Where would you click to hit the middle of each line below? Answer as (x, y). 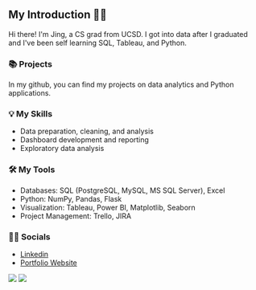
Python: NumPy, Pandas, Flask (71, 198)
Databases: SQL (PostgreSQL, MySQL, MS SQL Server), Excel (122, 190)
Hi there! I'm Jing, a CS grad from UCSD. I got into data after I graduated (128, 34)
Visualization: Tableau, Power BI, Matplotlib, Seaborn (107, 207)
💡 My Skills (31, 114)
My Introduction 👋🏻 (58, 15)
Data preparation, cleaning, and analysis (87, 131)
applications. (29, 93)
